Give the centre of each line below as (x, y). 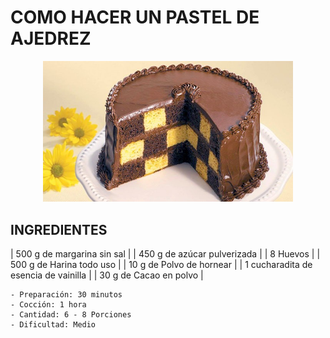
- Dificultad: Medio (53, 324)
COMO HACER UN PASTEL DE (135, 17)
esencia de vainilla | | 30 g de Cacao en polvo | (107, 275)
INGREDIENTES (59, 229)
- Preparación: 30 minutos (66, 294)
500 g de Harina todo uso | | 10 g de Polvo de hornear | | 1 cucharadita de (161, 264)
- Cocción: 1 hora (48, 304)
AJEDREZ (51, 38)
